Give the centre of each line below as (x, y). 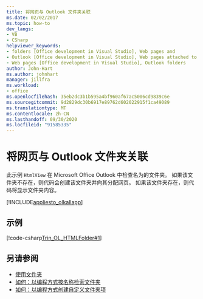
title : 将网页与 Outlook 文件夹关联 (49, 12)
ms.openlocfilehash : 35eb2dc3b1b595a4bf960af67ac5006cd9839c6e (88, 97)
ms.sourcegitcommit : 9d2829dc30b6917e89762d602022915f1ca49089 (88, 102)
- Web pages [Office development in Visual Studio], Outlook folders (96, 63)
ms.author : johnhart (33, 74)
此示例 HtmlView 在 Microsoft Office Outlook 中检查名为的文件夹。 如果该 (97, 175)
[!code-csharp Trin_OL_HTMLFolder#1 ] (54, 238)
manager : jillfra (28, 80)
